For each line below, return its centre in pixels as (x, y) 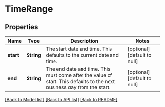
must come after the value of (79, 75)
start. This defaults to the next (81, 81)
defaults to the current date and (82, 55)
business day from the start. (78, 87)
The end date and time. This (78, 69)
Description (84, 41)
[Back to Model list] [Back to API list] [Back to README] (61, 99)
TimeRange (29, 9)
